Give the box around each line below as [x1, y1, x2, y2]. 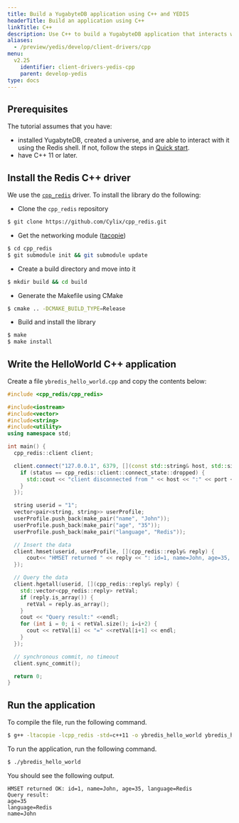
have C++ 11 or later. [17, 151, 78, 160]
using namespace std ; [7, 430, 72, 437]
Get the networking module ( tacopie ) [17, 231, 127, 240]
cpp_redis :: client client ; [14, 450, 94, 457]
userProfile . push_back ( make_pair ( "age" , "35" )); [14, 521, 161, 528]
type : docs [7, 76, 40, 84]
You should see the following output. [7, 771, 115, 779]
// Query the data [14, 574, 69, 581]
